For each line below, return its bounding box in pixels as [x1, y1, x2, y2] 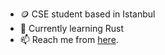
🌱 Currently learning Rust [19, 23, 124, 34]
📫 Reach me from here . [19, 34, 119, 45]
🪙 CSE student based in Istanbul [19, 8, 156, 20]
